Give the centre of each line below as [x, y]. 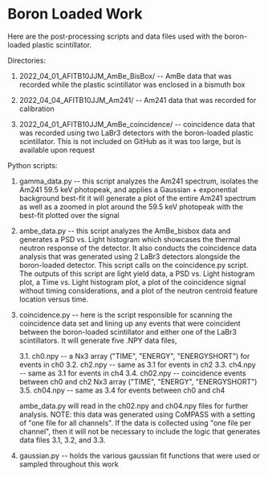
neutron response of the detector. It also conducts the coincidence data [138, 248]
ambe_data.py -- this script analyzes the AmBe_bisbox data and [125, 231]
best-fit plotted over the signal [69, 215]
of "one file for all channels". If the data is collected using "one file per [135, 422]
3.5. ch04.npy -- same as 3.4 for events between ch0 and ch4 [122, 390]
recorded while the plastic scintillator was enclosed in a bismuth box [132, 84]
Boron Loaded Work [75, 14]
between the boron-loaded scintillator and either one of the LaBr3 [128, 331]
